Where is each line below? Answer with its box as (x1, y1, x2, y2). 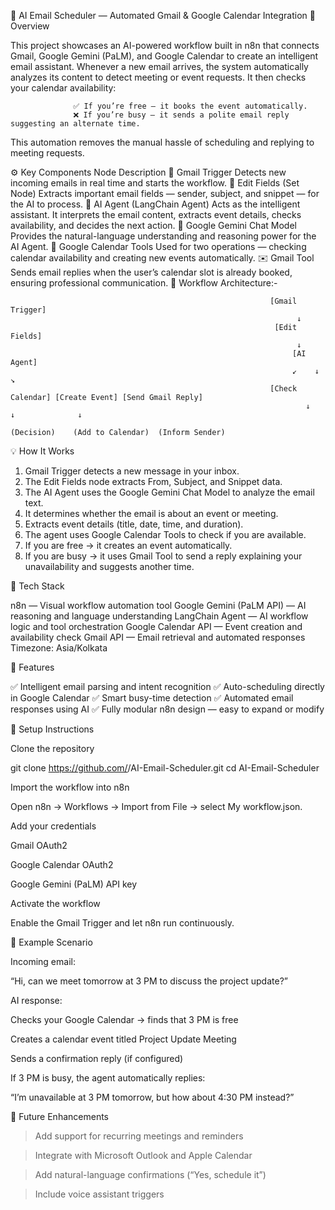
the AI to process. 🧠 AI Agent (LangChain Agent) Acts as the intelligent (10, 198, 301, 210)
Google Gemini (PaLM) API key (10, 878, 138, 890)
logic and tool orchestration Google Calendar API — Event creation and (10, 621, 303, 632)
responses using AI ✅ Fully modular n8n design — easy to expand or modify (10, 703, 325, 715)
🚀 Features (10, 661, 55, 673)
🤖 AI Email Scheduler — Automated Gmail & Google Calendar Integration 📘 (10, 10, 316, 21)
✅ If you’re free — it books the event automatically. (73, 101, 308, 111)
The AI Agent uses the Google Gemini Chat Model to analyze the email (24, 486, 315, 498)
